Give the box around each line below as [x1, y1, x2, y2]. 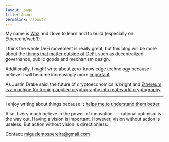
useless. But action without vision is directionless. [5, 121, 108, 127]
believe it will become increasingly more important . [5, 72, 111, 78]
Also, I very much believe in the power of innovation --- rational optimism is [5, 111, 162, 117]
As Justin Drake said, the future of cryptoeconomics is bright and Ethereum [5, 81, 162, 87]
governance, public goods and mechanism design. [5, 56, 110, 62]
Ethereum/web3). [5, 36, 41, 42]
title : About [5, 12, 33, 17]
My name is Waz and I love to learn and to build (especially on [5, 31, 134, 37]
